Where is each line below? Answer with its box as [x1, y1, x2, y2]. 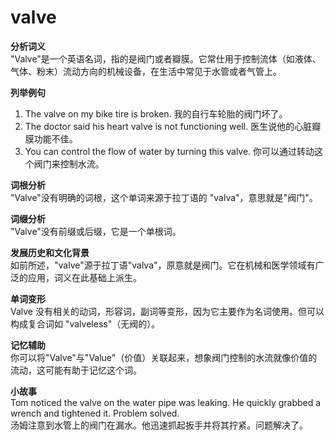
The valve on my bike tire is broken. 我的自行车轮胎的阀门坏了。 [24, 107, 288, 120]
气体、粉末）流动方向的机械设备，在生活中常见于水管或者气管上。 [10, 65, 282, 77]
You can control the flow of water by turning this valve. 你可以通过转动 [24, 145, 315, 157]
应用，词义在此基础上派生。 [27, 271, 142, 283]
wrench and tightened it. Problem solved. [10, 407, 180, 419]
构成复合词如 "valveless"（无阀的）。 [10, 317, 161, 330]
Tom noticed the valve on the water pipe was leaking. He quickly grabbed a [10, 396, 322, 408]
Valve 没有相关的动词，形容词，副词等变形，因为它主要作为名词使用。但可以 [10, 305, 325, 317]
